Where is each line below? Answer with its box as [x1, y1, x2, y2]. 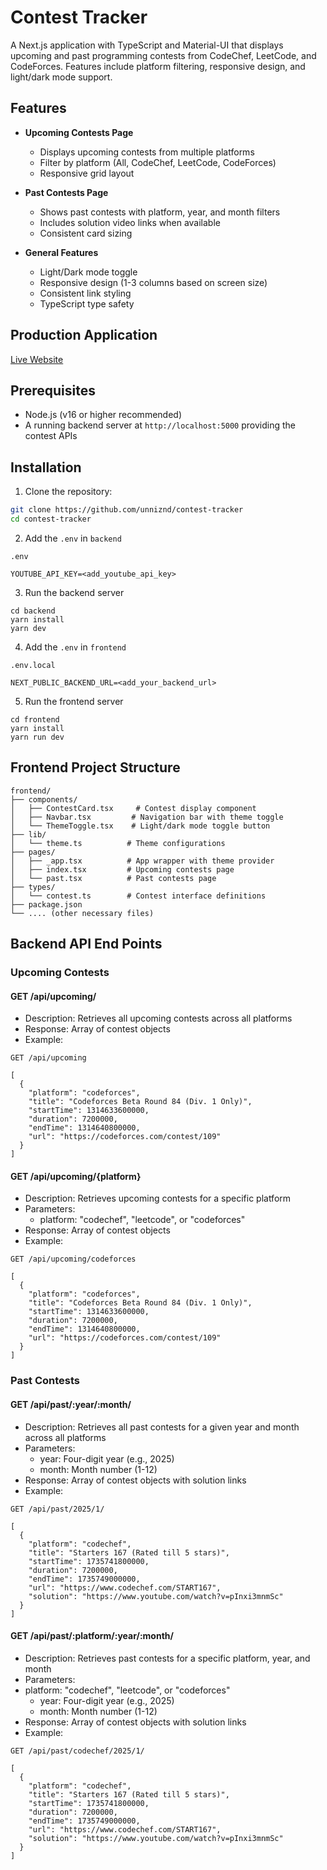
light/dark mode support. [10, 71, 113, 83]
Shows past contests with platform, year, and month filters [39, 206, 281, 218]
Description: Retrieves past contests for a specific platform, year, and [24, 1652, 311, 1664]
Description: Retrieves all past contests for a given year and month [24, 1421, 300, 1433]
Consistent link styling [39, 287, 132, 299]
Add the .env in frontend [24, 641, 127, 653]
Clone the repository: [24, 486, 113, 498]
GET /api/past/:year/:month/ [10, 1398, 132, 1410]
